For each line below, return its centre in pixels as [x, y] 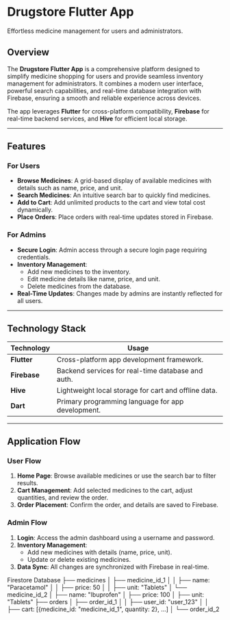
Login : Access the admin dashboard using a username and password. [116, 537]
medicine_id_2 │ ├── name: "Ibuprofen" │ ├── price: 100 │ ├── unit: [105, 594]
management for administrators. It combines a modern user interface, [105, 83]
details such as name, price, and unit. [70, 188]
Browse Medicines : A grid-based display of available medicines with [114, 181]
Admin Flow [27, 523]
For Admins [27, 235]
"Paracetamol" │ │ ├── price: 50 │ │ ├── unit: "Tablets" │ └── [97, 587]
